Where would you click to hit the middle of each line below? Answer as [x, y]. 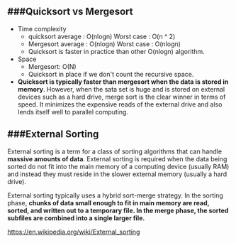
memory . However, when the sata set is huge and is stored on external [121, 89]
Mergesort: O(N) [52, 66]
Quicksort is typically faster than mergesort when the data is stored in [123, 82]
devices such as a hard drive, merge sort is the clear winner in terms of [122, 97]
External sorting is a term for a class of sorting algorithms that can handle [114, 151]
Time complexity [42, 28]
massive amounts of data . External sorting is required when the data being [117, 158]
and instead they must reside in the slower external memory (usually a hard [117, 174]
